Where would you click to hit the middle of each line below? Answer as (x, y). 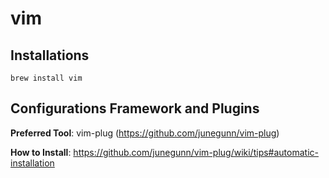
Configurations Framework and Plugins (135, 108)
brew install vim (46, 78)
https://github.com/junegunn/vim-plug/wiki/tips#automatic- (196, 152)
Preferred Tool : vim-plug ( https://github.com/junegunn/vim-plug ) (145, 133)
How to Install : (41, 152)
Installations (50, 55)
